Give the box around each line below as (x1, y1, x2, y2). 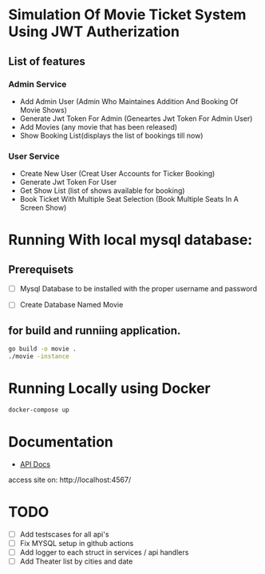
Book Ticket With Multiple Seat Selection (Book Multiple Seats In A (19, 195, 239, 204)
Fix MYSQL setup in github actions (19, 538, 134, 548)
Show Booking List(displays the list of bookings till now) (19, 130, 204, 140)
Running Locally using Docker (8, 379, 212, 398)
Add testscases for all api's (19, 529, 109, 539)
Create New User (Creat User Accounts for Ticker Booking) (19, 169, 216, 179)
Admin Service (8, 78, 67, 90)
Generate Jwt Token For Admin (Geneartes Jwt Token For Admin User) (19, 114, 253, 123)
